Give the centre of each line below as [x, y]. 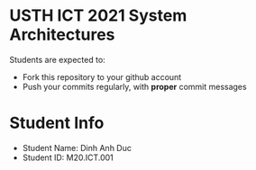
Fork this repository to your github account [102, 76]
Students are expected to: [57, 59]
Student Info [57, 123]
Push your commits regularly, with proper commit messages [134, 86]
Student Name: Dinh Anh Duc [77, 148]
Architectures [62, 35]
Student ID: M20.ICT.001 [68, 157]
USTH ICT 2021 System [98, 16]
